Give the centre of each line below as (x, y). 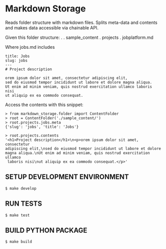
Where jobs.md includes (30, 47)
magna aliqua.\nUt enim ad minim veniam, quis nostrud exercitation (78, 153)
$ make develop (21, 188)
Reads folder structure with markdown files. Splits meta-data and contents (81, 22)
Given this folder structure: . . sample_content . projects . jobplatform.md (79, 37)
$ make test (17, 215)
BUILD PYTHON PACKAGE (46, 230)
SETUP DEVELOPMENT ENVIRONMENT (67, 177)
